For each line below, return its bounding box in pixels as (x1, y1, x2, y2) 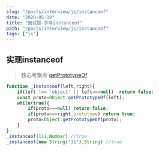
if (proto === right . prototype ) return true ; (28, 111, 136, 117)
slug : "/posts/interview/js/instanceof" (6, 8, 109, 15)
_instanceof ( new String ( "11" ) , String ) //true (6, 138, 122, 145)
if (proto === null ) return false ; (28, 106, 109, 112)
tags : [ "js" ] (6, 31, 39, 37)
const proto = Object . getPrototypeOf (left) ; (17, 94, 125, 100)
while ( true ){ (17, 100, 50, 106)
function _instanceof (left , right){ (6, 83, 95, 90)
